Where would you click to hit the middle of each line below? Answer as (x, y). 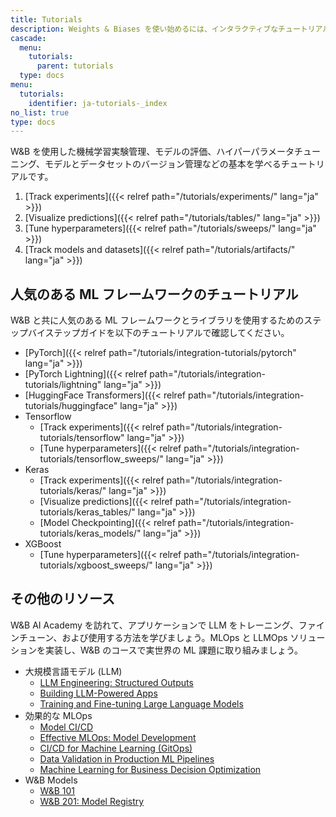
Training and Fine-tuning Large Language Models (141, 703)
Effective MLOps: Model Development (118, 737)
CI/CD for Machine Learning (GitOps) (116, 748)
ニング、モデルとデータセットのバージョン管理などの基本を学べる (146, 164)
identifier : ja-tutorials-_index (98, 103)
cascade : (28, 38)
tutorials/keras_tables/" (87, 512)
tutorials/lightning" (63, 385)
